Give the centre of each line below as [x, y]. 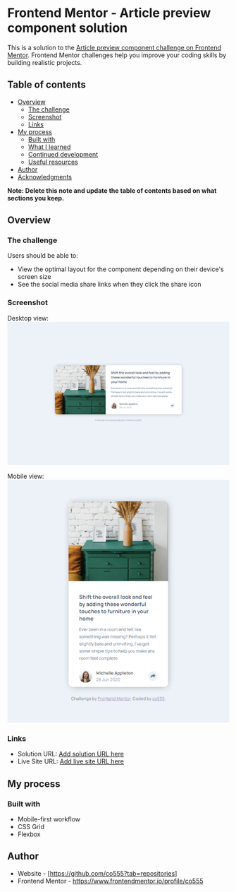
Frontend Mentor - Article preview [109, 13]
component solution [68, 28]
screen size [34, 277]
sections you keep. [36, 198]
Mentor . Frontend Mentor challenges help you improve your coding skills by [117, 55]
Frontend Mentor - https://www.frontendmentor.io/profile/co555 [110, 881]
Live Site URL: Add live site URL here [71, 761]
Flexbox [29, 834]
